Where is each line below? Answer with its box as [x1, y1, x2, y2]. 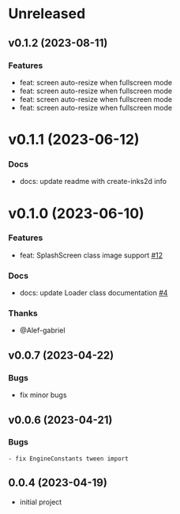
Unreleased [8, 5, 86, 23]
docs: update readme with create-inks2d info [19, 177, 167, 186]
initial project [19, 497, 62, 506]
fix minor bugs [19, 390, 67, 400]
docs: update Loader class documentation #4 [19, 288, 168, 298]
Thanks [8, 308, 38, 319]
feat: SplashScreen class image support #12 [19, 250, 163, 260]
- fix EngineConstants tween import [8, 455, 129, 463]
